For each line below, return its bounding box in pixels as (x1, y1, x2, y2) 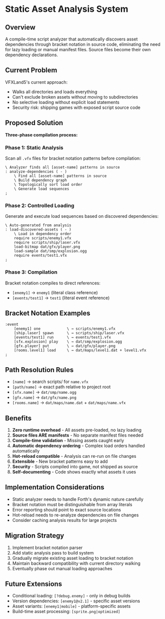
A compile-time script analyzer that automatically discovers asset (5, 36, 138, 42)
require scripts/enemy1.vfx (14, 236, 71, 241)
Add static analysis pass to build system (12, 550, 94, 555)
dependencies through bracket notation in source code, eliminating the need (5, 41, 161, 47)
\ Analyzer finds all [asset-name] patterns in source (5, 165, 120, 170)
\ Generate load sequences (14, 186, 69, 191)
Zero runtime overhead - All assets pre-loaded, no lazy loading (12, 427, 142, 433)
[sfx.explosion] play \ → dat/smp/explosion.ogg (14, 339, 122, 344)
